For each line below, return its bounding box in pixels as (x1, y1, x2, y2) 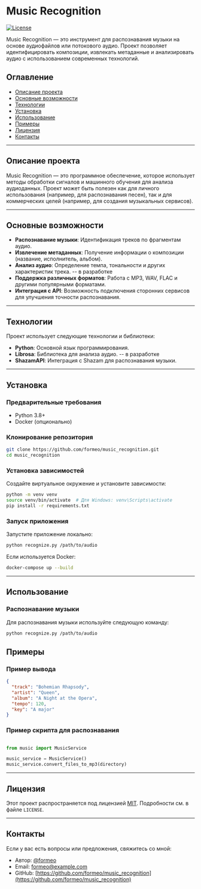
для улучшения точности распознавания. (14, 294, 121, 301)
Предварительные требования (6, 398, 102, 406)
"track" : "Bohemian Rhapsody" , (11, 684, 90, 690)
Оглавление (6, 72, 54, 82)
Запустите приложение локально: (6, 531, 93, 538)
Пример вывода (6, 664, 56, 673)
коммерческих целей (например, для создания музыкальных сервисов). (6, 197, 193, 205)
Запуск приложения (6, 517, 69, 525)
